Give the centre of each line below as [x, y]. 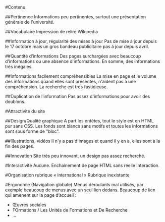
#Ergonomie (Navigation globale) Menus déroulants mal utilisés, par [74, 185]
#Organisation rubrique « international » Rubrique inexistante [67, 175]
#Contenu [15, 7]
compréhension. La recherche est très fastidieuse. [56, 87]
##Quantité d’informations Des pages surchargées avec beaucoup [73, 56]
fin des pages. [20, 146]
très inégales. [19, 67]
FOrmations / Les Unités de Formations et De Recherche [70, 210]
